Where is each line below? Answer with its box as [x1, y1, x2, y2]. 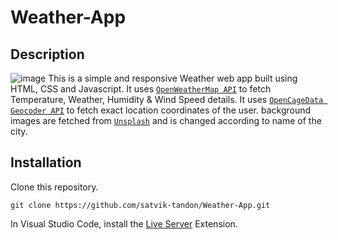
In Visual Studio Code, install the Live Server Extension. [10, 217, 238, 230]
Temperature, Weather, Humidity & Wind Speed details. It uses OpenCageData [10, 94, 324, 105]
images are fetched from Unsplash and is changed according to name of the [10, 115, 322, 126]
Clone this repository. [10, 181, 99, 193]
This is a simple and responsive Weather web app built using [48, 72, 298, 84]
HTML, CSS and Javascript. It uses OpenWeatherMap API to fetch [10, 83, 272, 95]
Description [10, 46, 85, 63]
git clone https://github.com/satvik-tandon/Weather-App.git [10, 200, 271, 210]
